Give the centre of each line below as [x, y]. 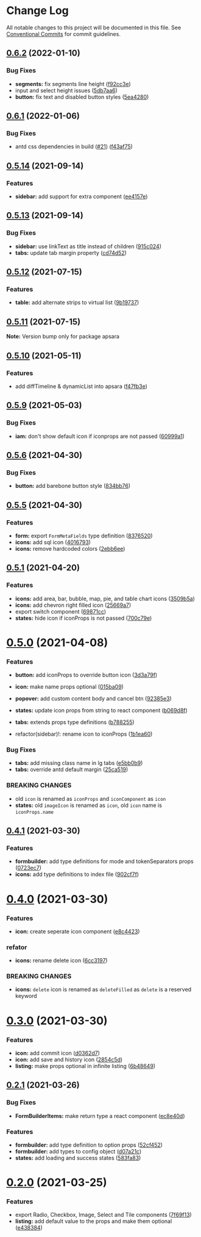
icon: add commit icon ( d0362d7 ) [58, 1053]
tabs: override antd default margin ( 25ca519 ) [72, 770]
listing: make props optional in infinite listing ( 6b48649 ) [85, 1066]
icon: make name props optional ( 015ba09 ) [69, 687]
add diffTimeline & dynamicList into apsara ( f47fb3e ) [81, 386]
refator [17, 947]
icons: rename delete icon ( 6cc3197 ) [61, 961]
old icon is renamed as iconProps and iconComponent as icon [90, 798]
